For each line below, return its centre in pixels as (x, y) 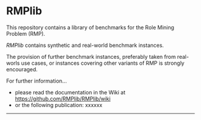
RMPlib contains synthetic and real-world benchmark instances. (85, 45)
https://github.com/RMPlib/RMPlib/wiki (63, 99)
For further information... (36, 81)
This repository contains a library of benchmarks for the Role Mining (90, 27)
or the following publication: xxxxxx (59, 105)
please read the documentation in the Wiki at (70, 92)
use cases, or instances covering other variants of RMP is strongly (103, 63)
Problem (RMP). (26, 33)
